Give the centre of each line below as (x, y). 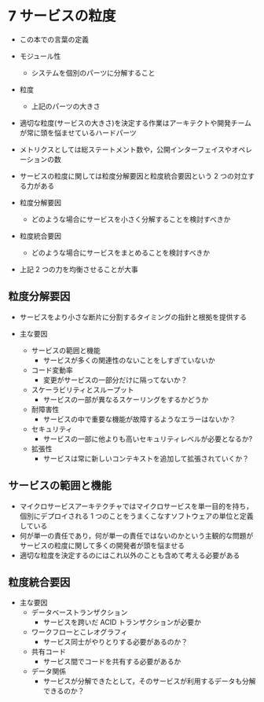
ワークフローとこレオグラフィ (79, 632)
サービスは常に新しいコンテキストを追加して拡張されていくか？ (146, 458)
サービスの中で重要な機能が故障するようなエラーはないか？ (139, 419)
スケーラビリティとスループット (82, 389)
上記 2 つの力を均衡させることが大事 (79, 269)
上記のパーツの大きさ (66, 106)
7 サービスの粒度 (62, 16)
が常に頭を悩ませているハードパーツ (78, 132)
